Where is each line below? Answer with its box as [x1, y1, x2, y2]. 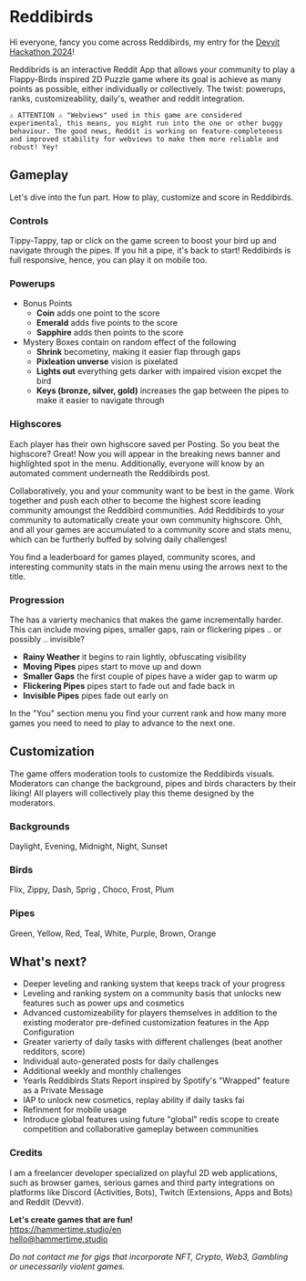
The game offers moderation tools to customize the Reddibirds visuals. [9, 768, 275, 779]
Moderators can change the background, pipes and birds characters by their [9, 777, 297, 788]
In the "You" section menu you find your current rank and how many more [9, 707, 287, 718]
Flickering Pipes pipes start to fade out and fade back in [22, 680, 235, 691]
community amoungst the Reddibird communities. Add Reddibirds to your [9, 505, 285, 516]
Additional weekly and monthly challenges [22, 1066, 182, 1077]
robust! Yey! [9, 142, 59, 151]
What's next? [9, 954, 87, 970]
